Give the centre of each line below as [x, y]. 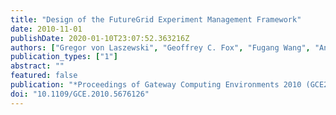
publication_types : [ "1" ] [64, 57]
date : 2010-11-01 [46, 29]
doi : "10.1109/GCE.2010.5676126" [80, 94]
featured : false [44, 76]
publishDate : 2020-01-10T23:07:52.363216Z [100, 38]
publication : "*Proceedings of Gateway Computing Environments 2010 [156, 85]
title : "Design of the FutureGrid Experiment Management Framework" [156, 19]
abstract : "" [37, 66]
